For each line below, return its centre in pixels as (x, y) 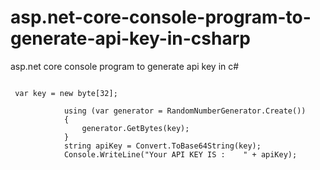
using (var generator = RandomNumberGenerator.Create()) (185, 111)
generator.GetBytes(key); (135, 128)
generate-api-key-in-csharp (130, 38)
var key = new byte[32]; (66, 93)
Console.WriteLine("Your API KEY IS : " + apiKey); (180, 154)
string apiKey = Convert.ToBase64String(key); (162, 146)
